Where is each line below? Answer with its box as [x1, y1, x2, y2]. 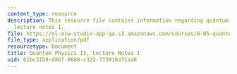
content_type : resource [7, 10, 78, 18]
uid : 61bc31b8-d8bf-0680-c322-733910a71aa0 [7, 56, 138, 63]
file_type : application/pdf [7, 37, 90, 44]
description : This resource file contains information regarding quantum [7, 17, 229, 24]
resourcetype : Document [7, 43, 78, 50]
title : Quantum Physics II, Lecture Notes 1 [7, 50, 140, 57]
